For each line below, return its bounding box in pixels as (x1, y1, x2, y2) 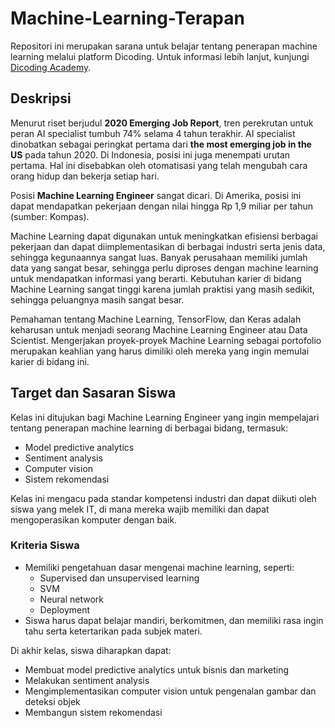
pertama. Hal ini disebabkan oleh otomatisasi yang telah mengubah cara (10, 159, 308, 171)
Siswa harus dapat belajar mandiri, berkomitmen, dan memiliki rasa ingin (24, 614, 324, 626)
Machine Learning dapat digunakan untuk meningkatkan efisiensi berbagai (10, 230, 318, 242)
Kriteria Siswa (10, 538, 80, 552)
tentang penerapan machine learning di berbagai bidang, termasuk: (10, 422, 289, 434)
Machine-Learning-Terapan (10, 7, 245, 30)
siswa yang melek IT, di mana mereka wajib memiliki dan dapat (10, 503, 270, 515)
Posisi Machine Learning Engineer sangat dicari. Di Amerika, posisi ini (10, 189, 302, 201)
